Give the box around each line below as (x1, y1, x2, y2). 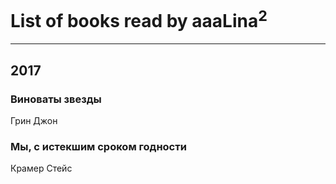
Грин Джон (10, 114, 58, 126)
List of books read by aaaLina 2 (10, 6, 268, 33)
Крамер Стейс (10, 162, 73, 175)
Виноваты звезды (10, 92, 102, 106)
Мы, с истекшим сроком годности (10, 139, 187, 153)
